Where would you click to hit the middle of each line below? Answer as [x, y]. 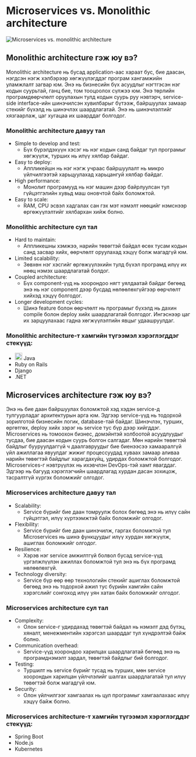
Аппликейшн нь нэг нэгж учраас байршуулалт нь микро [94, 169]
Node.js [24, 743]
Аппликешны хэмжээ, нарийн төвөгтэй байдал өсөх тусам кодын [105, 246]
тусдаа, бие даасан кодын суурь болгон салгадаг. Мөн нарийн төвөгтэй [96, 440]
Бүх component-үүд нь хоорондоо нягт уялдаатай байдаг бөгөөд [104, 283]
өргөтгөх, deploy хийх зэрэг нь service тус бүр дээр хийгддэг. [83, 428]
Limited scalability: [37, 258]
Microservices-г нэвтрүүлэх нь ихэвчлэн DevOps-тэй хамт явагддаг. [91, 465]
